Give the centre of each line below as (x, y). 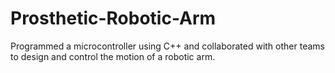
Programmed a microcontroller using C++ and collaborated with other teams (167, 46)
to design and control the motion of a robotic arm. (113, 56)
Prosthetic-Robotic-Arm (113, 18)
